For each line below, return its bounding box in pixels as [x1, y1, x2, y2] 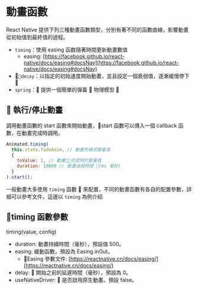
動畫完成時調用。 [21, 129, 63, 136]
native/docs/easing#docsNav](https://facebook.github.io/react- [23, 59, 179, 66]
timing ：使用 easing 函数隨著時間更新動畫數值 [14, 46, 128, 53]
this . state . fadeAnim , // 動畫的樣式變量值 [11, 146, 111, 153]
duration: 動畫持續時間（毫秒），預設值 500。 [14, 240, 125, 248]
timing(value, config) [6, 228, 57, 235]
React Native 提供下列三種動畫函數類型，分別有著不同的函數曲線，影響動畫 [6, 26, 189, 33]
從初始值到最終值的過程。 [6, 33, 69, 40]
